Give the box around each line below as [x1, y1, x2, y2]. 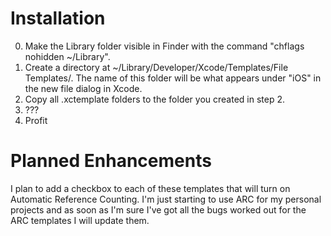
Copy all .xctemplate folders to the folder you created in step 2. [24, 93, 286, 105]
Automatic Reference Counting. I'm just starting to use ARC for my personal [10, 193, 322, 205]
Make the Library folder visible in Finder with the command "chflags [24, 40, 305, 52]
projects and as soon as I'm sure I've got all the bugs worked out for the [10, 203, 307, 216]
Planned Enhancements [10, 150, 212, 172]
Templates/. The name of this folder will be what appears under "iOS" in [24, 72, 322, 84]
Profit [24, 114, 48, 126]
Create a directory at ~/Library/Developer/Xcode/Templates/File [24, 61, 289, 73]
